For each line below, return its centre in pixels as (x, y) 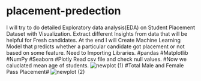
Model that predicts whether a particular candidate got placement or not (95, 46)
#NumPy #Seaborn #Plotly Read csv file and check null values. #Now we (97, 59)
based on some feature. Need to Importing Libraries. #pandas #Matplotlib (97, 52)
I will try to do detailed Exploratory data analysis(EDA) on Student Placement (101, 27)
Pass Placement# (28, 71)
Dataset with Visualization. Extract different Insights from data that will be (97, 33)
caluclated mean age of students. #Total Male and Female (95, 65)
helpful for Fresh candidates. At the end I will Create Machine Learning (94, 40)
